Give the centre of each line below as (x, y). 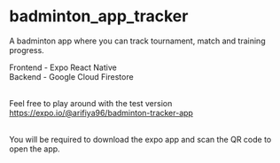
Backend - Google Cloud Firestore (72, 76)
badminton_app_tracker (99, 16)
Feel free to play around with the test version (91, 103)
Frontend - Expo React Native (63, 67)
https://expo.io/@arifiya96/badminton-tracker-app (101, 113)
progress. (27, 50)
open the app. (35, 149)
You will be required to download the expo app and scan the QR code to (140, 139)
